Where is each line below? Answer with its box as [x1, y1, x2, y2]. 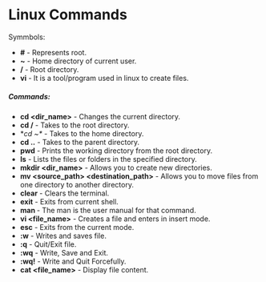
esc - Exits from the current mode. [19, 222, 135, 232]
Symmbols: [8, 32, 46, 42]
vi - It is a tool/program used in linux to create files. [19, 73, 189, 83]
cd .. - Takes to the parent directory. [19, 137, 140, 147]
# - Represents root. [19, 47, 87, 57]
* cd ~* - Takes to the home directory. [19, 128, 144, 138]
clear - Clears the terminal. [19, 188, 110, 198]
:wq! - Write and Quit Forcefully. [19, 256, 127, 266]
